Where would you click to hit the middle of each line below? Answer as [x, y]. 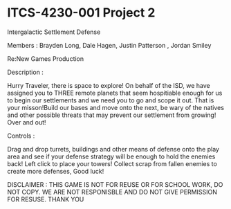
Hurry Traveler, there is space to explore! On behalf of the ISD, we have [109, 85]
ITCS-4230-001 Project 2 [81, 13]
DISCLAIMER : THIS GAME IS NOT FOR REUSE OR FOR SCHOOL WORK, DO [115, 184]
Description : [25, 72]
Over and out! [27, 122]
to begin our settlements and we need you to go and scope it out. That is [111, 100]
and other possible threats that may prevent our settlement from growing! [112, 115]
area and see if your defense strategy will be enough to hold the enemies [111, 156]
